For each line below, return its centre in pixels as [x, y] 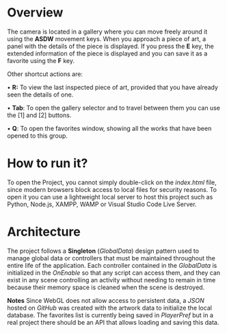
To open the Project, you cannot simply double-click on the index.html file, [112, 182]
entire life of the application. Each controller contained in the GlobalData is [112, 265]
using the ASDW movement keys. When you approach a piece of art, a [107, 38]
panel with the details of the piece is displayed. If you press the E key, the [110, 46]
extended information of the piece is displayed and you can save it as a [107, 53]
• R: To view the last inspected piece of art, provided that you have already [113, 87]
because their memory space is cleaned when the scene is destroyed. [106, 287]
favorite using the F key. [41, 60]
